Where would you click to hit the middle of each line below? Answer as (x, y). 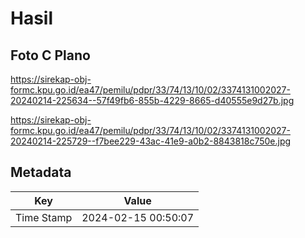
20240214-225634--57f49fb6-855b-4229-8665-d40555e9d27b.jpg (152, 100)
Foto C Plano (50, 55)
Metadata (41, 172)
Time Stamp (44, 217)
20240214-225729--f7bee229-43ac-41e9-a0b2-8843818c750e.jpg (151, 141)
